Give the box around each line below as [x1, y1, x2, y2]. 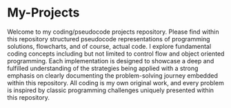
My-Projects [7, 5, 80, 21]
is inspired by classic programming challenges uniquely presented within [7, 86, 214, 94]
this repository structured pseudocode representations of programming [7, 34, 210, 43]
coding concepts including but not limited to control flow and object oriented [7, 50, 225, 58]
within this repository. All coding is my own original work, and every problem [7, 78, 224, 87]
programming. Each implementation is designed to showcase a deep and [7, 56, 214, 65]
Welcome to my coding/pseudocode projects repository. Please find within [7, 28, 219, 36]
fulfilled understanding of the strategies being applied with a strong [7, 64, 199, 72]
